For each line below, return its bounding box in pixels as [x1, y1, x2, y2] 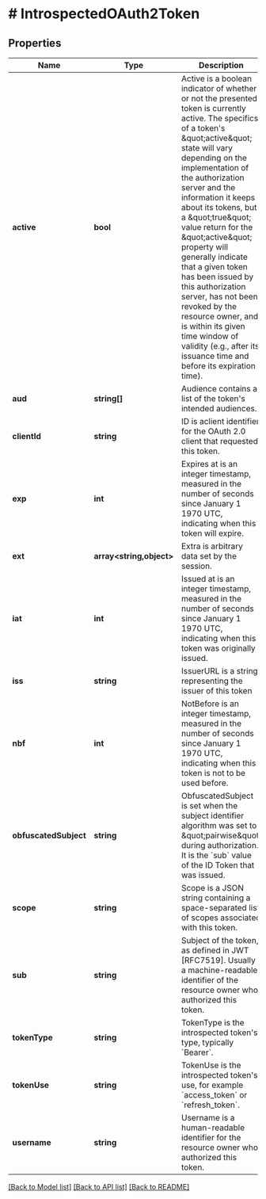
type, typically [180, 1037, 234, 1048]
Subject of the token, [180, 935, 259, 945]
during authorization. [180, 840, 259, 850]
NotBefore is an [180, 698, 239, 709]
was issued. [180, 869, 226, 880]
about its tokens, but [180, 202, 257, 212]
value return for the [180, 222, 253, 232]
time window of [180, 330, 239, 342]
